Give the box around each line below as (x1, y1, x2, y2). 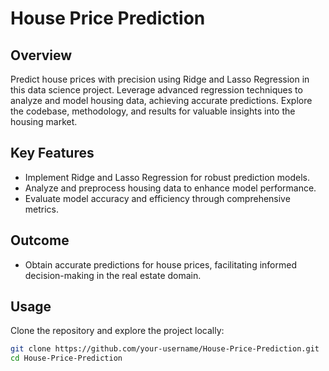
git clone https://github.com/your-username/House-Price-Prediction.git (10, 344, 320, 354)
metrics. (24, 203, 60, 215)
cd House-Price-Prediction (10, 353, 123, 364)
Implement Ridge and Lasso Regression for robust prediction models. (24, 171, 310, 183)
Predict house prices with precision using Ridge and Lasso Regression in (10, 73, 310, 85)
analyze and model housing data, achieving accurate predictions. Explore (10, 95, 313, 106)
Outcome (10, 232, 70, 249)
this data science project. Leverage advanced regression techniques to (10, 84, 303, 96)
